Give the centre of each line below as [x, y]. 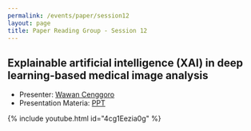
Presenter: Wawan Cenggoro [67, 95]
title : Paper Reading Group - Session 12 [78, 30]
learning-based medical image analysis [108, 75]
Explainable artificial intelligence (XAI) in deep [125, 63]
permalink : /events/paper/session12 [68, 16]
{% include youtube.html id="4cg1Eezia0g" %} [84, 119]
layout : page [29, 23]
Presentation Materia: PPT [62, 103]
